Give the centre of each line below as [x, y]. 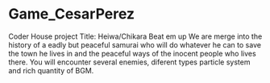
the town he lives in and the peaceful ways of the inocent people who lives [132, 53]
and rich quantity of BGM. [51, 70]
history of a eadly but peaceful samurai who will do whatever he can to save [135, 44]
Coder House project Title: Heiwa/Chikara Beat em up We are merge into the [135, 36]
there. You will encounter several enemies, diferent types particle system [129, 62]
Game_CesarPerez [72, 14]
